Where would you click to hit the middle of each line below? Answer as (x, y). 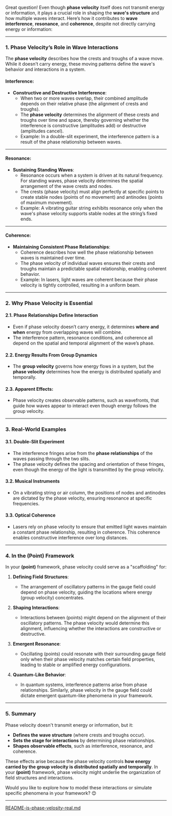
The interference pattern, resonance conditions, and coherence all (83, 338)
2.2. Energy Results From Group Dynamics (51, 355)
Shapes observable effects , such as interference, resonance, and (82, 746)
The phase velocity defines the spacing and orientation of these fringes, (89, 464)
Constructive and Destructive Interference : (60, 92)
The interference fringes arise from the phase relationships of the (83, 453)
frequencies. (26, 503)
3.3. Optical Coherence (30, 515)
